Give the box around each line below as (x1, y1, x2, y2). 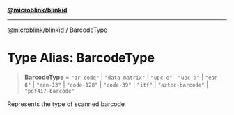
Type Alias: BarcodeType (7, 50, 155, 66)
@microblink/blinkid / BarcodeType (7, 26, 108, 34)
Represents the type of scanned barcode (7, 100, 125, 108)
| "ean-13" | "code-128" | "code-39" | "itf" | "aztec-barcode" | (32, 80, 209, 89)
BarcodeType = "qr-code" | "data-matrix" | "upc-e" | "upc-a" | (24, 73, 204, 81)
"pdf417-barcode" (24, 87, 75, 94)
